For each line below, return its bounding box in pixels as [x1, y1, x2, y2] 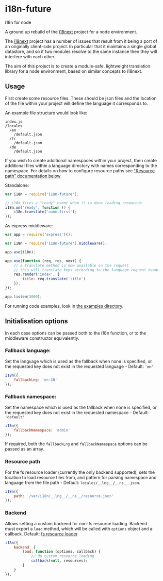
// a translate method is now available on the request [14, 263, 130, 268]
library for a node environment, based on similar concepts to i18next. [5, 68, 143, 74]
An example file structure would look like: [5, 110, 88, 116]
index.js [5, 119, 23, 124]
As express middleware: [5, 223, 53, 229]
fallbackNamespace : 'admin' [14, 428, 70, 432]
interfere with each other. [5, 53, 56, 59]
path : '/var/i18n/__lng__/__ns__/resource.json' [14, 494, 114, 498]
